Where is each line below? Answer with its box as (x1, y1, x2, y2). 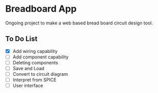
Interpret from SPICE (12, 77, 57, 83)
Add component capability (12, 54, 69, 60)
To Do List (5, 35, 38, 43)
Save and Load (12, 65, 44, 71)
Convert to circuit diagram (12, 71, 68, 77)
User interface (12, 82, 43, 89)
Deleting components (12, 59, 58, 66)
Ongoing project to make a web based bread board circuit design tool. (5, 20, 153, 26)
